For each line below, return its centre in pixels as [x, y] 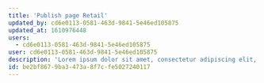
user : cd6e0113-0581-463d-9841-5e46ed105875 [83, 52]
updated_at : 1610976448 [48, 30]
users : [19, 38]
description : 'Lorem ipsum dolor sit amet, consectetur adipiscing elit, [133, 60]
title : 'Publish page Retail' [58, 15]
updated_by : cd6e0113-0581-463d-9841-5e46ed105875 [94, 23]
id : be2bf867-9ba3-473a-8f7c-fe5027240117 [79, 67]
